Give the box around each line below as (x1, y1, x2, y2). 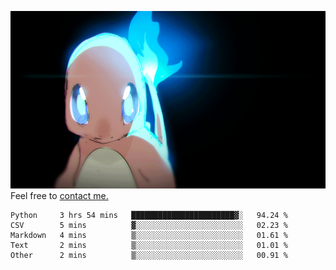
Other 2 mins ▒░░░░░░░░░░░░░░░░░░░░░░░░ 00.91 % (10, 250, 288, 260)
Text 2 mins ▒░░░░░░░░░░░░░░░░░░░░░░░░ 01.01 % (10, 240, 288, 250)
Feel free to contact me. (10, 189, 109, 201)
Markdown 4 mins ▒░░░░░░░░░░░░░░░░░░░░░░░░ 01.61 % (10, 230, 288, 240)
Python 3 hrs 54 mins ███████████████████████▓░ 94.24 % (10, 210, 288, 220)
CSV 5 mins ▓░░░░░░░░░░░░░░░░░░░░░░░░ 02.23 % (10, 220, 288, 230)
